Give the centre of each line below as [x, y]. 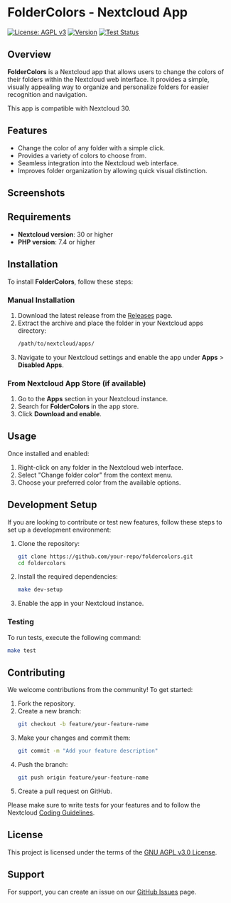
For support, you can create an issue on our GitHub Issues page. [102, 892]
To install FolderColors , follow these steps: [70, 282]
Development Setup [52, 505]
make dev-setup [40, 590]
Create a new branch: [49, 711]
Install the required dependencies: [68, 577]
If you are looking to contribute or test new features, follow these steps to [115, 522]
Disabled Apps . [41, 365]
